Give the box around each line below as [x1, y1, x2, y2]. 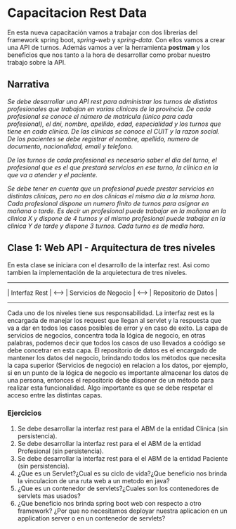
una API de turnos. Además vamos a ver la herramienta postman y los [7, 43, 211, 51]
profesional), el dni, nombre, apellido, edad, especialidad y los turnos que [7, 120, 221, 128]
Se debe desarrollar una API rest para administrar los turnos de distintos [7, 97, 218, 106]
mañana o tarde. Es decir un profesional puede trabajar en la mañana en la [7, 206, 227, 215]
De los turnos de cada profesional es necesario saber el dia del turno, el [7, 155, 218, 164]
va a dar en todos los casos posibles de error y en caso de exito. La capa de [7, 324, 228, 332]
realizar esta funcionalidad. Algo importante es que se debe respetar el [7, 383, 213, 392]
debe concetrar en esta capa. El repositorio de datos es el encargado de [7, 346, 217, 355]
